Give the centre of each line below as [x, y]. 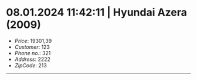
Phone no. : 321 [33, 53]
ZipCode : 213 [30, 65]
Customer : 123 [32, 47]
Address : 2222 [33, 59]
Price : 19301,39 [33, 41]
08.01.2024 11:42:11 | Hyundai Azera [97, 12]
